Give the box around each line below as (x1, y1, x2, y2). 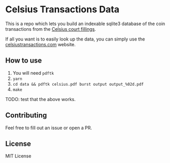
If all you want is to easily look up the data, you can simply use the (5, 36, 145, 42)
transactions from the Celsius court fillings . (5, 26, 96, 32)
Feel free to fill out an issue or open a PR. (5, 125, 92, 131)
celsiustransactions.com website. (5, 41, 76, 47)
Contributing (5, 111, 47, 120)
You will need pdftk (12, 70, 54, 76)
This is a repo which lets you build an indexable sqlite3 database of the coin (5, 21, 165, 27)
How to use (5, 56, 42, 65)
